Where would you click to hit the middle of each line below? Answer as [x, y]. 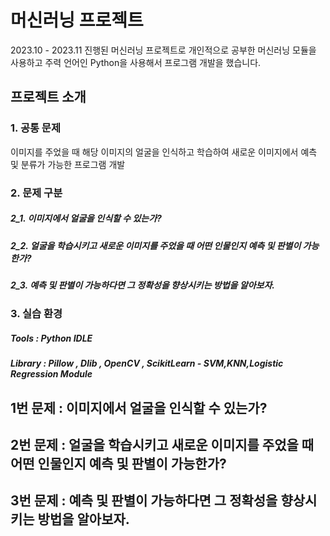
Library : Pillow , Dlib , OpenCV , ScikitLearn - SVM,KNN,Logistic [147, 363]
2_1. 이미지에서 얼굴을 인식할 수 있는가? [86, 218]
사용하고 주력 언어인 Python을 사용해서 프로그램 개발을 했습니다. [136, 62]
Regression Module [51, 374]
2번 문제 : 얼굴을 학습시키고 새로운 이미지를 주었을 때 [162, 445]
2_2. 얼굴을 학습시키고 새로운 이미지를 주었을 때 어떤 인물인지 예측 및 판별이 [156, 245]
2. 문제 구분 [36, 193]
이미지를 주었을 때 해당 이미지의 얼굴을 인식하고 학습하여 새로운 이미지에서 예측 [164, 152]
